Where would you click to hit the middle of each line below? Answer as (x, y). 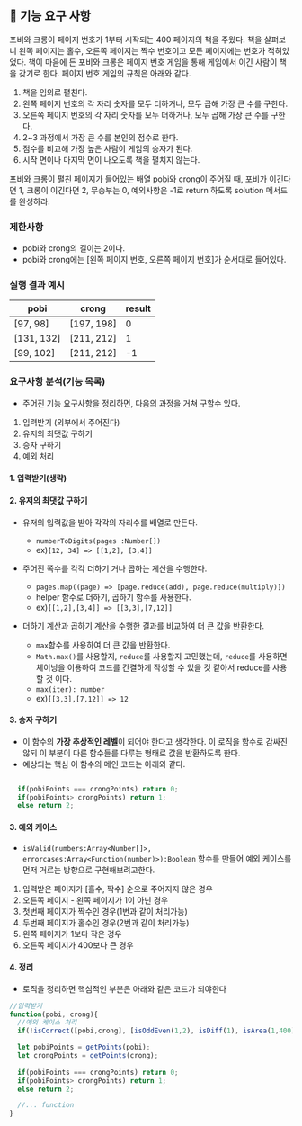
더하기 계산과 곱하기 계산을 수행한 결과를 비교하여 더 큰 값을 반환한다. (143, 626)
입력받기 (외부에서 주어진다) (71, 422)
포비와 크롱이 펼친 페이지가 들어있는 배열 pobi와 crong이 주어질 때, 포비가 (138, 179)
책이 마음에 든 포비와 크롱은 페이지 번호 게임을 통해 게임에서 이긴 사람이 (153, 62)
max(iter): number (70, 689)
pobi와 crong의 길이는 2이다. (74, 248)
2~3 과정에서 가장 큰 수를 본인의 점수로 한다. (100, 137)
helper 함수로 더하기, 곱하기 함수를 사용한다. (113, 597)
